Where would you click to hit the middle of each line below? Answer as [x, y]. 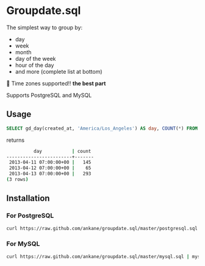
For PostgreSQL [30, 215]
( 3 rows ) [17, 180]
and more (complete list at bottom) [59, 71]
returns [16, 140]
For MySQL [23, 244]
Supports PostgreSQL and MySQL [49, 95]
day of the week [35, 58]
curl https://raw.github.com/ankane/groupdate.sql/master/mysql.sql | [98, 256]
